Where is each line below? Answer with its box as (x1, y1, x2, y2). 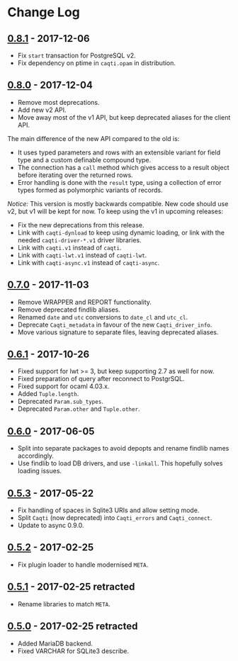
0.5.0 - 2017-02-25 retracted (7, 621, 138, 633)
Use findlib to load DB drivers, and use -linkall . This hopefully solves (17, 459, 223, 468)
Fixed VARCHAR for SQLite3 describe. (17, 646, 130, 655)
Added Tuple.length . (17, 390, 79, 398)
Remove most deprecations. (17, 98, 100, 106)
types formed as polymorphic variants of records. (17, 186, 163, 194)
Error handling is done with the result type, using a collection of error (17, 178, 222, 186)
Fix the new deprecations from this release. (17, 220, 144, 229)
